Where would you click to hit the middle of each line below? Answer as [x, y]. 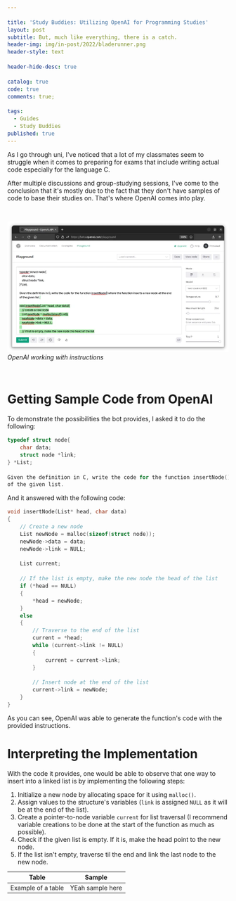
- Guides [26, 119]
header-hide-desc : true [42, 67]
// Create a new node [51, 527]
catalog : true [28, 82]
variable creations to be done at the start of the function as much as [116, 824]
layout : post [26, 30]
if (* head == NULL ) [48, 586]
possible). [32, 832]
